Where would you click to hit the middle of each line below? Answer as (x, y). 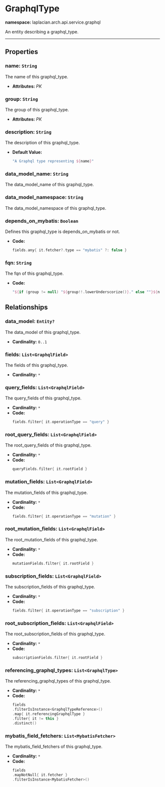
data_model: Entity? (30, 322)
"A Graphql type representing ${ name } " (53, 161)
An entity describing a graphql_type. (42, 32)
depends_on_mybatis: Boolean (42, 221)
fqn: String (18, 262)
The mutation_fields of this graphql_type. (47, 492)
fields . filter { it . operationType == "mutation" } (64, 516)
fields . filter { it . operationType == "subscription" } (69, 611)
